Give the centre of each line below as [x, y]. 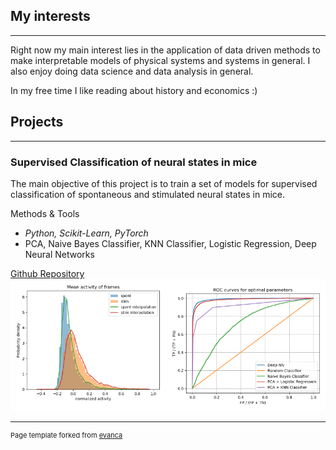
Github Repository [47, 273]
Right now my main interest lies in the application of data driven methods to [165, 50]
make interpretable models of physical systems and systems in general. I [160, 60]
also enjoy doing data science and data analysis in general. [132, 71]
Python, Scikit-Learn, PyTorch [86, 233]
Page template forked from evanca [66, 435]
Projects [37, 122]
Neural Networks [59, 254]
